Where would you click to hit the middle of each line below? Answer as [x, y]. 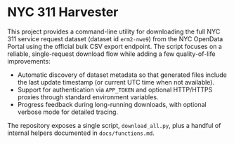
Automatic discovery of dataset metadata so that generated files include [122, 75]
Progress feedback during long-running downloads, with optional [112, 104]
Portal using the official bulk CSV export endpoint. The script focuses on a [115, 46]
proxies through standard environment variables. [88, 97]
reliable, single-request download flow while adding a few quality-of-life [111, 54]
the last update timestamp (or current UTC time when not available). [116, 82]
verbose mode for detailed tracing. [67, 112]
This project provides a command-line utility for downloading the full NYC [114, 31]
